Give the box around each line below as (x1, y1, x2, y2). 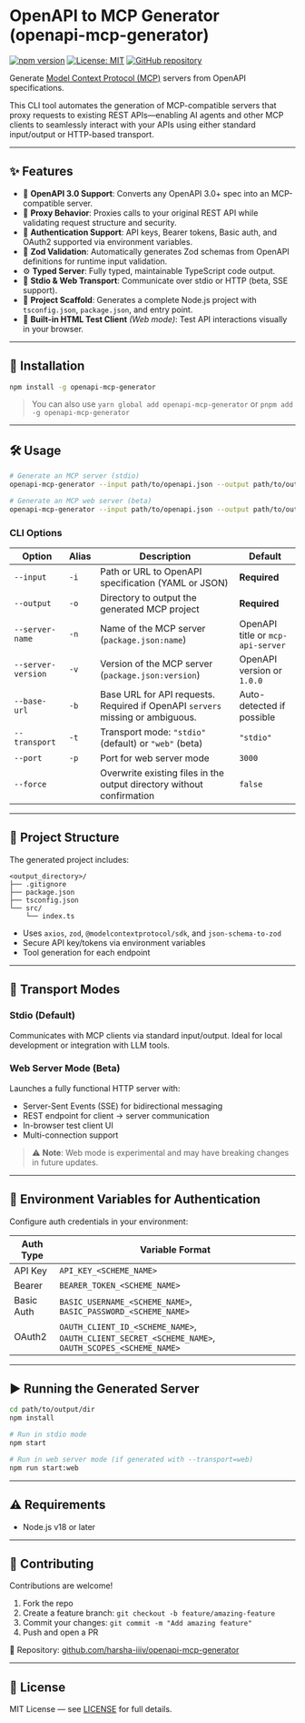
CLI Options (9, 526, 63, 539)
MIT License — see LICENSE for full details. (9, 1704, 172, 1715)
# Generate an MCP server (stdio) (9, 471, 141, 481)
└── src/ (9, 903, 43, 913)
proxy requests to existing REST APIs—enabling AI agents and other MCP (9, 109, 284, 120)
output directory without (99, 778, 203, 791)
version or (239, 664, 283, 677)
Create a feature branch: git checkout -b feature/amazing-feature (22, 1607, 275, 1618)
